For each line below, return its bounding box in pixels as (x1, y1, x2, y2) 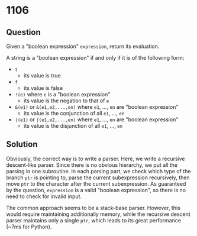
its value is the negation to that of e (23, 97, 109, 104)
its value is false (23, 85, 63, 92)
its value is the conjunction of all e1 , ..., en (23, 110, 125, 117)
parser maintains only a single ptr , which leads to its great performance (6, 216, 182, 224)
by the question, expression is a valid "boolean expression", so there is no (6, 186, 186, 193)
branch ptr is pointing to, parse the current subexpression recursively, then (6, 174, 190, 181)
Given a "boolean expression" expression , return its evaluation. (6, 43, 160, 50)
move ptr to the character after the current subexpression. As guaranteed (6, 180, 186, 187)
